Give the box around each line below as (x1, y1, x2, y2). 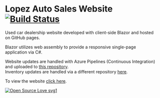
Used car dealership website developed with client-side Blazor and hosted (5, 29, 154, 35)
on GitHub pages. (5, 35, 40, 41)
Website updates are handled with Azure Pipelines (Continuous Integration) (5, 58, 156, 64)
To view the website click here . (5, 78, 67, 84)
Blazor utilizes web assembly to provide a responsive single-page (5, 44, 136, 50)
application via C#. (5, 49, 43, 55)
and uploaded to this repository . (5, 64, 69, 70)
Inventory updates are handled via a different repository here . (5, 69, 128, 74)
